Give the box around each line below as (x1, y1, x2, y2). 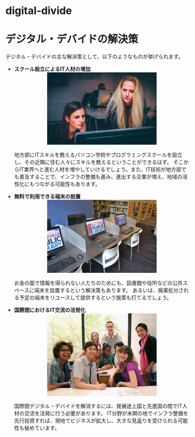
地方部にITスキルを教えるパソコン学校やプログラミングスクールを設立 (13, 151, 183, 158)
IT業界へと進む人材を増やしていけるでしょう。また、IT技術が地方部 (19, 165, 182, 173)
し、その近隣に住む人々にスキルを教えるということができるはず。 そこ (13, 158, 184, 165)
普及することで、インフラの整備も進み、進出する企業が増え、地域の (19, 173, 183, 180)
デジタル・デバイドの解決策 (5, 33, 138, 46)
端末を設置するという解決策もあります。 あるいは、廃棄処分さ (34, 286, 184, 293)
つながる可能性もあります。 (34, 180, 100, 188)
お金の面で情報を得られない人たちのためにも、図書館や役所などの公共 (13, 279, 183, 286)
